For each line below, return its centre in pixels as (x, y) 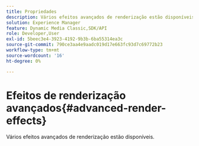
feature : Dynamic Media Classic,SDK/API (57, 28)
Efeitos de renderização (66, 95)
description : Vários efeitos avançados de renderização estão (84, 17)
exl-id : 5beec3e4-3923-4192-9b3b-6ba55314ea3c (65, 39)
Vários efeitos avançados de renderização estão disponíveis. (81, 137)
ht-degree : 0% (24, 61)
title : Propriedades (32, 12)
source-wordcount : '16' (36, 56)
